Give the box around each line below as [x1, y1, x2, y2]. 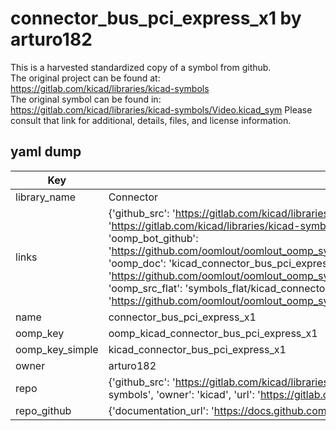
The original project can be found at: [10, 72, 161, 84]
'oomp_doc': [108, 256, 167, 270]
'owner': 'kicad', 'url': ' [156, 387, 261, 401]
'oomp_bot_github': [108, 231, 199, 245]
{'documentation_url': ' [108, 403, 215, 417]
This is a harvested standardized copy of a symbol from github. [10, 61, 272, 73]
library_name [15, 190, 77, 204]
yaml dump [10, 143, 82, 161]
